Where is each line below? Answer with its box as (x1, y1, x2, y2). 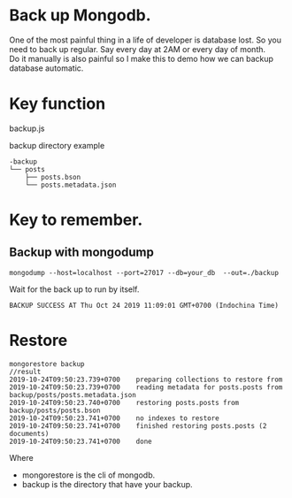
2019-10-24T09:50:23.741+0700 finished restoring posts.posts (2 (9, 421, 267, 430)
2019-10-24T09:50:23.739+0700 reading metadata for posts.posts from (9, 382, 283, 392)
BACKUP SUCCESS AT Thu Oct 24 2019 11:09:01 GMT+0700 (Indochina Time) (9, 301, 279, 310)
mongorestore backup (9, 359, 86, 368)
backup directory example (9, 140, 105, 150)
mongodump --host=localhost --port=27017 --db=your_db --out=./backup (9, 268, 279, 277)
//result (9, 367, 42, 376)
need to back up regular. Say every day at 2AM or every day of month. (9, 43, 266, 54)
